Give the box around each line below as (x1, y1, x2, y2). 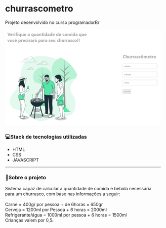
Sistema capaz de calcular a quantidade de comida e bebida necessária (5, 185, 152, 191)
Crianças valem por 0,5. (5, 217, 54, 223)
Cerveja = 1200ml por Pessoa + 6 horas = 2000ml (5, 207, 107, 213)
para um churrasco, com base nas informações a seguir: (5, 191, 121, 197)
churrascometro (5, 3, 73, 14)
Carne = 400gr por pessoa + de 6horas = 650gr (5, 201, 103, 207)
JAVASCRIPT (12, 157, 39, 163)
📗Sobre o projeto (5, 174, 46, 181)
